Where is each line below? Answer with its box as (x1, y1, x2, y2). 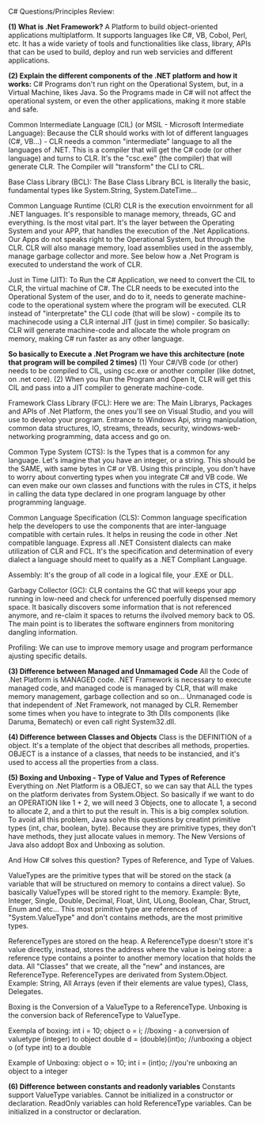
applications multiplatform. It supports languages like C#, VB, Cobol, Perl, (8, 31, 248, 40)
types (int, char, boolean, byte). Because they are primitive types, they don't (8, 823, 256, 833)
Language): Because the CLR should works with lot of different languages (8, 128, 249, 138)
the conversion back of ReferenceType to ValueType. (8, 1011, 180, 1019)
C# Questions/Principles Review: (8, 7, 115, 16)
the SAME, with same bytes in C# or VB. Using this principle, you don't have (8, 464, 256, 473)
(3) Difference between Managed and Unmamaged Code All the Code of (8, 667, 249, 675)
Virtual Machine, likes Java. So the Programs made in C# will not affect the (8, 88, 252, 97)
